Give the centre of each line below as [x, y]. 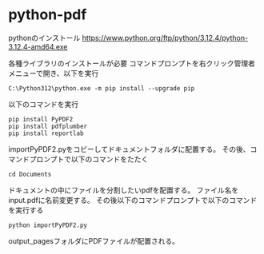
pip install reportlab [46, 133]
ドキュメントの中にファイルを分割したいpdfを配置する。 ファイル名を [124, 190]
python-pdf [48, 15]
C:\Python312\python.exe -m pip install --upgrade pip [102, 88]
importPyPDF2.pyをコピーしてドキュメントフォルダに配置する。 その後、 [129, 149]
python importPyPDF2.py [48, 225]
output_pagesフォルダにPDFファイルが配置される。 [94, 240]
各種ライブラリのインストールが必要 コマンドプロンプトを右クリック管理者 [132, 63]
